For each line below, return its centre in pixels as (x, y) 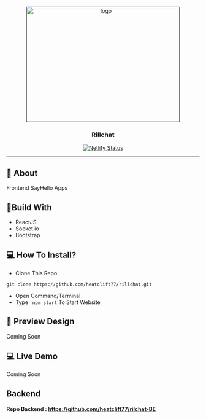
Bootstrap (28, 235)
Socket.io (27, 229)
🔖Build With (29, 207)
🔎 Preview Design (40, 322)
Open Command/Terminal (48, 296)
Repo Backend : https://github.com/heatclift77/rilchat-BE (81, 409)
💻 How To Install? (41, 255)
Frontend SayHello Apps (37, 188)
